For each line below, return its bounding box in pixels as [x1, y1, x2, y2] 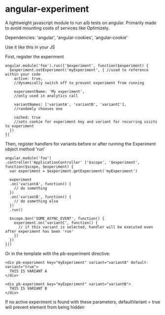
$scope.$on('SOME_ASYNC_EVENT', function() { [9, 216, 105, 221]
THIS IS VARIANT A [9, 269, 48, 274]
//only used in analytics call [14, 93, 78, 98]
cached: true [14, 115, 41, 120]
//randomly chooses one [14, 106, 63, 111]
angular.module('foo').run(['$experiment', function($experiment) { [5, 63, 149, 68]
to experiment [5, 123, 34, 129]
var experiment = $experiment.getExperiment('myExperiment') [9, 169, 138, 174]
